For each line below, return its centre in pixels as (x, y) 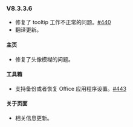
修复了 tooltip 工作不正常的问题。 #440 (63, 22)
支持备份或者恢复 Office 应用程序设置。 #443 (71, 88)
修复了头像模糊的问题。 (44, 59)
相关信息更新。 (34, 118)
